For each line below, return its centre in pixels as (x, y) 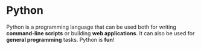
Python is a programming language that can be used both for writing (91, 27)
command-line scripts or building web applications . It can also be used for (101, 33)
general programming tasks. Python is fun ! (60, 39)
